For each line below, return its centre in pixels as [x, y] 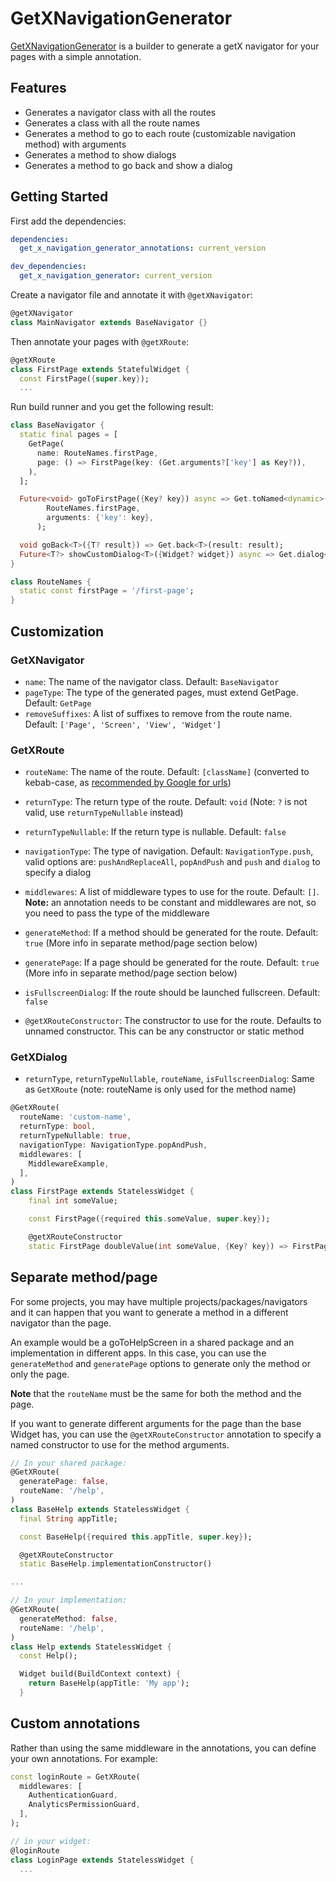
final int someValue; [73, 1201]
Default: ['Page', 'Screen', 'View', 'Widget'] [123, 724]
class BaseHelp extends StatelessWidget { [100, 1509]
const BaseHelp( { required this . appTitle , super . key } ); [136, 1537]
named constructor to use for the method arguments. [120, 1444]
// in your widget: [51, 1841]
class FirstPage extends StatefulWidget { [100, 369]
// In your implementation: [69, 1600]
